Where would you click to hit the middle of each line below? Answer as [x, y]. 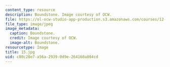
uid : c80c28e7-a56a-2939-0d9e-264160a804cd [52, 57]
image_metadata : [22, 29]
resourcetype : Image [27, 47]
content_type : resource [30, 10]
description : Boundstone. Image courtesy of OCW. [59, 15]
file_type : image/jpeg [29, 24]
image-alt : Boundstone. [35, 43]
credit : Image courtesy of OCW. [44, 38]
